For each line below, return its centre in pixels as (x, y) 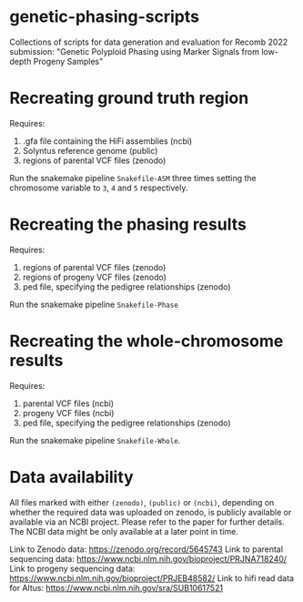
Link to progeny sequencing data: (72, 568)
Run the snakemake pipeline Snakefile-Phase (94, 304)
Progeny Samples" (68, 61)
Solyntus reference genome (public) (90, 150)
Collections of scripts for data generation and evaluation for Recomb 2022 (149, 42)
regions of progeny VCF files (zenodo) (94, 277)
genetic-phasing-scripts (105, 17)
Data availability (71, 477)
